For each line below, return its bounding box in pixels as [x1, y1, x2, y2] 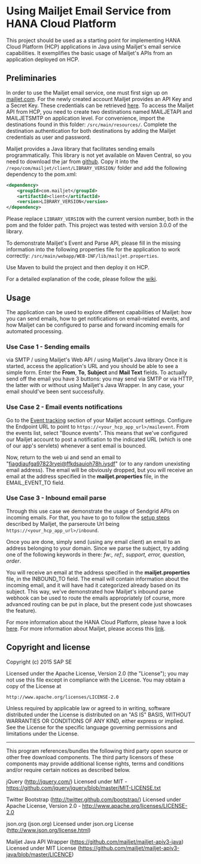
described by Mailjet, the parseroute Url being [6, 520, 120, 527]
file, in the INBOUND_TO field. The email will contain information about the [6, 575, 189, 582]
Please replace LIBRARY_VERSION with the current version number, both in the [6, 215, 194, 223]
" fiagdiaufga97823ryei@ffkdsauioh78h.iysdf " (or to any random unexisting [6, 460, 190, 467]
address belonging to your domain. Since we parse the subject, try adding [6, 544, 189, 552]
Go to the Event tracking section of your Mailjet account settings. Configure [6, 416, 193, 424]
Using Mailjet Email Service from [6, 4, 172, 18]
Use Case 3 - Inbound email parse [6, 494, 106, 502]
